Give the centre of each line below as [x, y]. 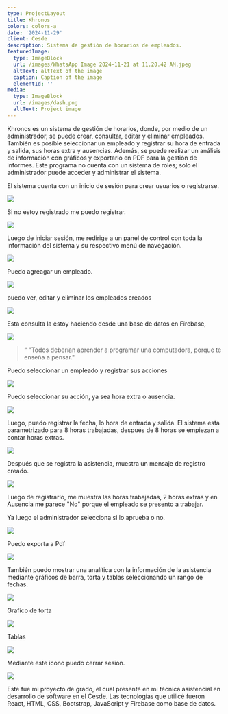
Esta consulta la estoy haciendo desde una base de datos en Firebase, [107, 324]
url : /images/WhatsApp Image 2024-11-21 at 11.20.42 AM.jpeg [102, 64]
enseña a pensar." [49, 357]
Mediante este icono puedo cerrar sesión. [66, 663]
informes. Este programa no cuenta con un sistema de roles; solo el [102, 165]
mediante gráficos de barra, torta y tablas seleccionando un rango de [105, 577]
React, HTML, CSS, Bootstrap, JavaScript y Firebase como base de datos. [111, 703]
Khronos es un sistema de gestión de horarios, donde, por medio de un [107, 128]
